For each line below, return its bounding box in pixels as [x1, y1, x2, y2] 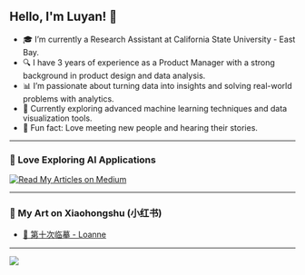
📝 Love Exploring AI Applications [9, 153, 156, 166]
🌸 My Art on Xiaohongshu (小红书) [9, 207, 162, 220]
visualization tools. [22, 113, 93, 123]
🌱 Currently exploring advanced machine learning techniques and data [22, 103, 288, 113]
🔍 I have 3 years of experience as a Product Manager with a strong [22, 56, 275, 68]
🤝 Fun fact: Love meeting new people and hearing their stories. [22, 122, 259, 133]
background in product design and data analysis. [22, 70, 206, 81]
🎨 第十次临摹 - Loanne [22, 229, 107, 241]
